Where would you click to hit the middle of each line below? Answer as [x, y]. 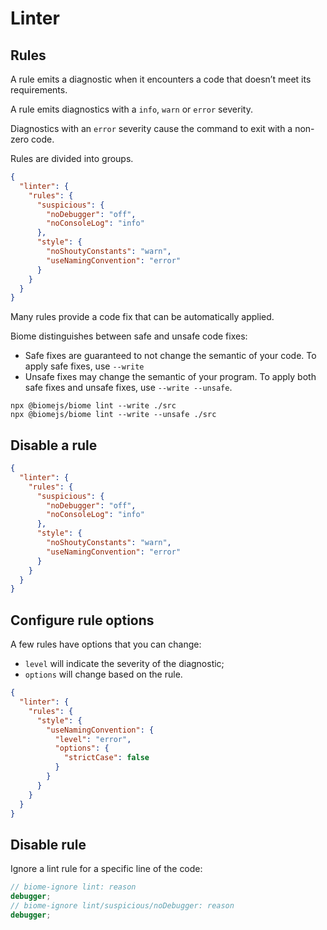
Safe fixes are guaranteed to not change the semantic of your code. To [170, 356]
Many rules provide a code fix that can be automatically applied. [142, 317]
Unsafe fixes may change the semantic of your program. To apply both [170, 377]
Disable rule [48, 844]
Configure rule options [82, 620]
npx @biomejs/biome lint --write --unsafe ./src [113, 415]
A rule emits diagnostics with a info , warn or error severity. [131, 109]
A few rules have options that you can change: [106, 644]
